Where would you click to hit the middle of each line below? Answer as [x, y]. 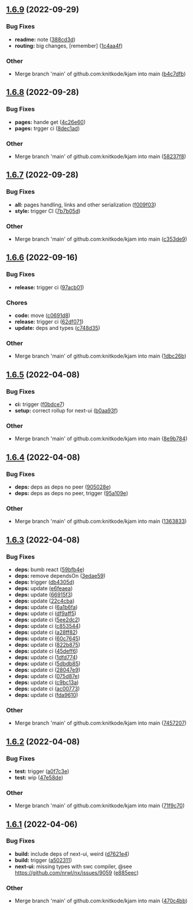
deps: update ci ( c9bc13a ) [47, 682]
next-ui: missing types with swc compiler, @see [73, 866]
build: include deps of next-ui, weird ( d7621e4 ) [72, 854]
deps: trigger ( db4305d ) [45, 582]
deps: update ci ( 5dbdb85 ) [48, 663]
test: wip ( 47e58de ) [39, 777]
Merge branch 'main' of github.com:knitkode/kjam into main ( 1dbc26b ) [101, 356]
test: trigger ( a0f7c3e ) [42, 771]
